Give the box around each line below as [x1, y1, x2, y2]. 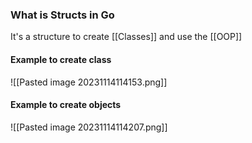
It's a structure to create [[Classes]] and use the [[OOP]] [10, 31, 243, 43]
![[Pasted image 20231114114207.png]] [10, 121, 168, 133]
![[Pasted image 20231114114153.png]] [10, 76, 168, 88]
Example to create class [10, 53, 112, 65]
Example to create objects [10, 99, 122, 111]
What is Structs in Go [10, 8, 115, 22]
